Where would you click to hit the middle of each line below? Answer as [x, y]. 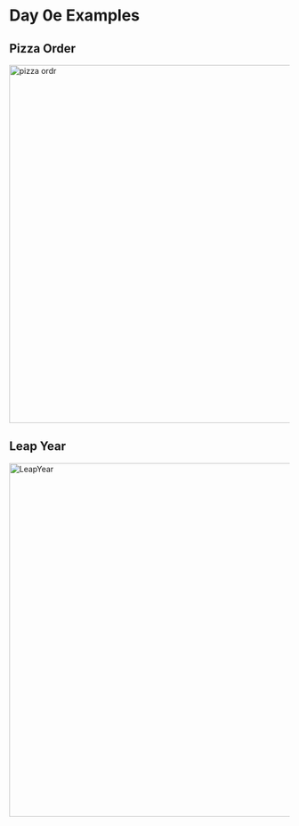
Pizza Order [43, 49]
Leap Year [38, 446]
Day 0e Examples [75, 16]
